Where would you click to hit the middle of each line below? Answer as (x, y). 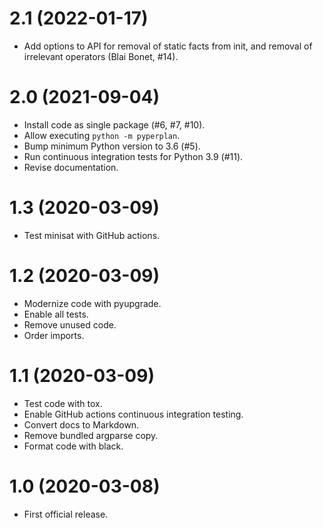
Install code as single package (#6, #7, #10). (114, 124)
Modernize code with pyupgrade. (92, 303)
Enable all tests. (56, 314)
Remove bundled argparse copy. (91, 435)
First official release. (66, 514)
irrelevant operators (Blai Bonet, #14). (101, 56)
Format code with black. (73, 446)
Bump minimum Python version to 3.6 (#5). (112, 146)
